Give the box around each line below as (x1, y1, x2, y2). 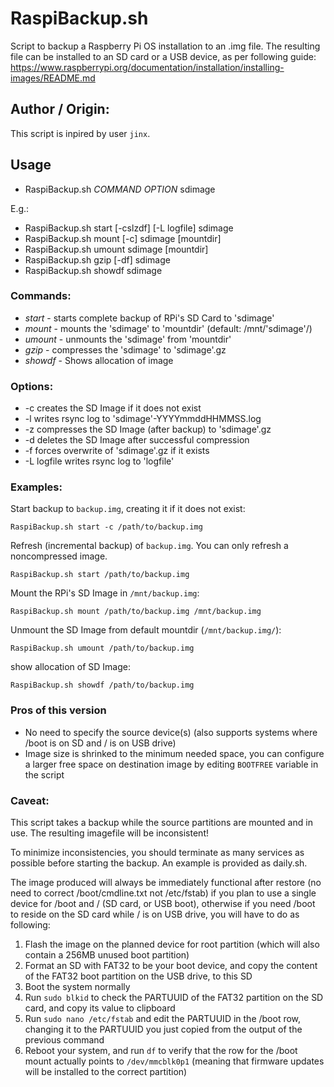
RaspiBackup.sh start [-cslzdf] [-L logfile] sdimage (24, 222, 234, 234)
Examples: (10, 480, 63, 494)
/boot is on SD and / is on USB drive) (24, 737, 177, 749)
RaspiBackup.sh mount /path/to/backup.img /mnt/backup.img (10, 607, 262, 617)
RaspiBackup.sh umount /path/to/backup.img (10, 643, 195, 654)
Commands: (10, 289, 72, 303)
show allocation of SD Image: (10, 661, 132, 673)
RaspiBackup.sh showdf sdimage (24, 264, 163, 276)
